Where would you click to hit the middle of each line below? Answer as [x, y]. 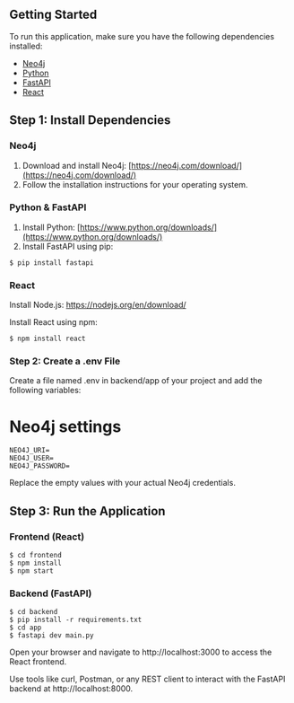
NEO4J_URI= [30, 451]
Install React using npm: [54, 322]
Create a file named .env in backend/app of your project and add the [136, 381]
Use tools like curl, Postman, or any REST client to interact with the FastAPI [147, 679]
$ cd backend [34, 612]
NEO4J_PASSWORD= [39, 466]
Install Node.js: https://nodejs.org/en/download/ [98, 305]
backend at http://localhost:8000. [71, 689]
